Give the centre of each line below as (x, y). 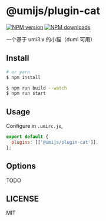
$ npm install (24, 77)
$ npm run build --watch (37, 88)
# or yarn (18, 72)
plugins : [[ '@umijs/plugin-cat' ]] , (55, 142)
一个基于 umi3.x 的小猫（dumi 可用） (51, 39)
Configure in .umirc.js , (34, 126)
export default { (27, 137)
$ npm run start (26, 93)
